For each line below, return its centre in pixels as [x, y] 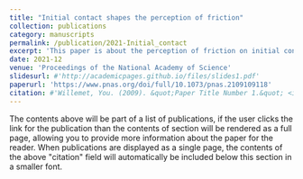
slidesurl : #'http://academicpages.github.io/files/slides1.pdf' [134, 76]
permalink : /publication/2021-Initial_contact [98, 43]
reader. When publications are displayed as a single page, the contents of [146, 147]
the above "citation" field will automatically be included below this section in [151, 157]
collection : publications [58, 26]
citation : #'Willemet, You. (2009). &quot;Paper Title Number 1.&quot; [147, 93]
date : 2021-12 [36, 59]
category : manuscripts [52, 34]
